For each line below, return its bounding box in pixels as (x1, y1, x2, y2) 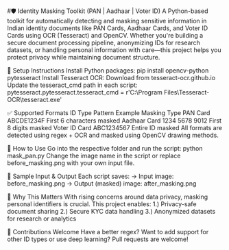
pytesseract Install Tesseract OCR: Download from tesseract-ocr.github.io (7, 74, 216, 82)
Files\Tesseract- (164, 88, 210, 96)
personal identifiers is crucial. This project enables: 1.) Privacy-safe (7, 200, 197, 208)
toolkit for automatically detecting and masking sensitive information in (7, 17, 207, 25)
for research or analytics (7, 214, 77, 223)
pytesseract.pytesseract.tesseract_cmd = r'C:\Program (7, 88, 163, 96)
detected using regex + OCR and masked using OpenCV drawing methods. (7, 131, 219, 139)
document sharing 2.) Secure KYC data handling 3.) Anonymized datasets (7, 208, 216, 215)
